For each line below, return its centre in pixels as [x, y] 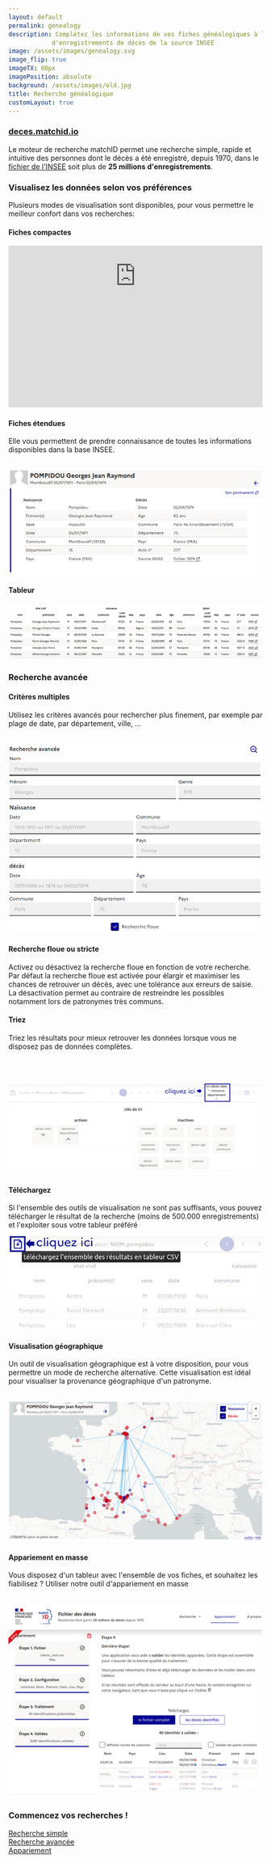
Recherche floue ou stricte [54, 949]
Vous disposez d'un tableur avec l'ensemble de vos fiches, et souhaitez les [133, 1575]
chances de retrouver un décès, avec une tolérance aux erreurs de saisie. [131, 984]
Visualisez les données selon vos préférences [100, 188]
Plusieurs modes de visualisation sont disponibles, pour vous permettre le [131, 205]
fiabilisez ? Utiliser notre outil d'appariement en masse [98, 1584]
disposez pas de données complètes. [71, 1046]
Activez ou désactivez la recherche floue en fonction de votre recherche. [130, 967]
